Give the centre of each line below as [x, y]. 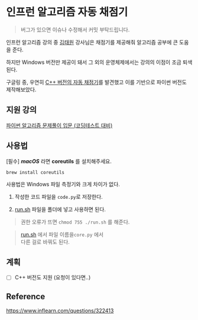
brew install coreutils [35, 172]
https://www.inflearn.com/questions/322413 [60, 311]
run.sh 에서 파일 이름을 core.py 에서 [62, 234]
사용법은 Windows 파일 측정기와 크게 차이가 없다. [63, 184]
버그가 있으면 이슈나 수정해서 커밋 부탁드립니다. [75, 30]
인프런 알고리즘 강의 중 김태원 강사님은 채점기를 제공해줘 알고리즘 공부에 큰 [92, 42]
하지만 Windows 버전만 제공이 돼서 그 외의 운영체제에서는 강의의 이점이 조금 [94, 62]
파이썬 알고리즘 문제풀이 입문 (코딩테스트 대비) [59, 125]
